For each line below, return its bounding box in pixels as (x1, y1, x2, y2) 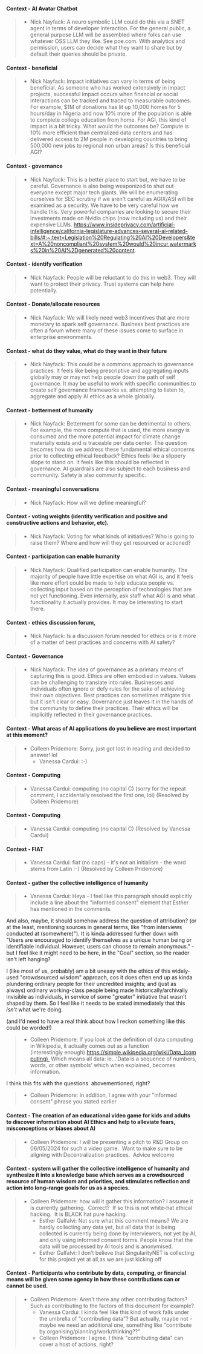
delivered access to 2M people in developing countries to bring (30, 136, 188, 143)
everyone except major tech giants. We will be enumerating (30, 188, 178, 196)
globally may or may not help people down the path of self (30, 373, 176, 381)
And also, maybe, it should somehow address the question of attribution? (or (6, 917, 197, 924)
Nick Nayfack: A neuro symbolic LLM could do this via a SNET (30, 18, 185, 25)
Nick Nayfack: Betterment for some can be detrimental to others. (30, 420, 192, 427)
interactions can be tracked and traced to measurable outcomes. (30, 97, 192, 104)
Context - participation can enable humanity (6, 553, 120, 560)
